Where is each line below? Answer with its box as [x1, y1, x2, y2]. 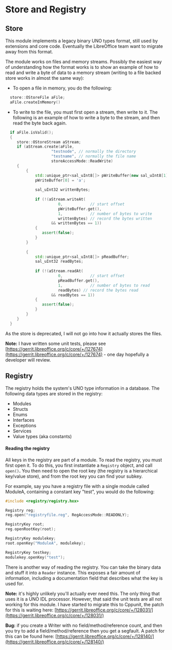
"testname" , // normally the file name [51, 154, 137, 159]
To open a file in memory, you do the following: [12, 85, 112, 91]
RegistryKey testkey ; [5, 550, 52, 555]
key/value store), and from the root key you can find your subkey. [5, 473, 143, 479]
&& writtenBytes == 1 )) [51, 221, 102, 226]
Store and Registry [5, 4, 87, 15]
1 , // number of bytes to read [58, 283, 150, 288]
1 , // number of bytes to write [58, 211, 153, 216]
